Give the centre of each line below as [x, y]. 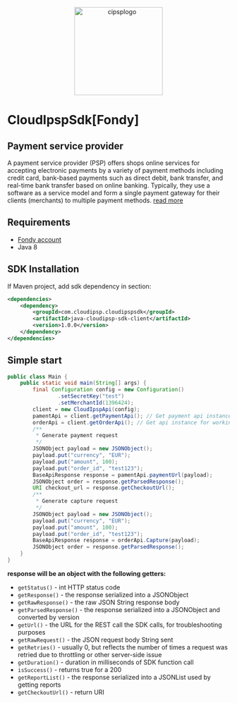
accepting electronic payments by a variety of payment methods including [115, 170]
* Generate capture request [77, 501]
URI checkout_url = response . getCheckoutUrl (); [104, 488]
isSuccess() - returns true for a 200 [69, 669]
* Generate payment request [77, 436]
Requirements [39, 222]
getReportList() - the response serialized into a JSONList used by [114, 677]
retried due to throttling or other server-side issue [90, 654]
